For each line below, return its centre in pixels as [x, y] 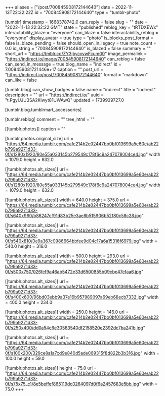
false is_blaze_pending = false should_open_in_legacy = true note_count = [81, 43]
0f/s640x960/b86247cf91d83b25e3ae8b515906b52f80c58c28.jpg [73, 216]
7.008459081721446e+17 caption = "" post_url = [54, 69]
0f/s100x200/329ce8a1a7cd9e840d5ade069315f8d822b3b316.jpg [73, 353]
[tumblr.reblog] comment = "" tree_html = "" [50, 119]
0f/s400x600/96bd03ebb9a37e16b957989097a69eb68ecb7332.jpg [75, 297]
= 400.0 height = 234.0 [29, 302]
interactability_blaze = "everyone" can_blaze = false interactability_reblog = [82, 32]
